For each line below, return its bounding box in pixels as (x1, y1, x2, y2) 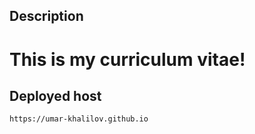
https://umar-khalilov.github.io (9, 114, 149, 124)
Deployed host (9, 87, 102, 104)
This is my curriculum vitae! (9, 48, 246, 71)
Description (9, 8, 84, 25)
